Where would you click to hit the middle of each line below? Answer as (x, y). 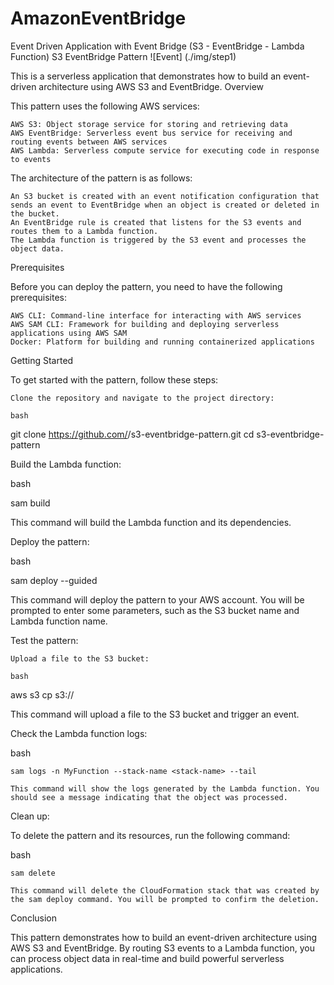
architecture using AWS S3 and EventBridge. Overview (151, 86)
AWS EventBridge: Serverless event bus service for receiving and (151, 133)
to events (31, 159)
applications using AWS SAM (69, 333)
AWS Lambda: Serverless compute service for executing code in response (165, 150)
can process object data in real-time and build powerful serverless (147, 958)
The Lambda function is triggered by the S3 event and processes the (158, 240)
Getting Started (42, 360)
